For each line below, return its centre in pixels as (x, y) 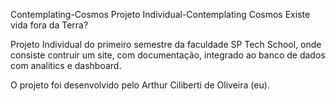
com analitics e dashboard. (66, 65)
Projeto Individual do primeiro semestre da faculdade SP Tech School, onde (166, 44)
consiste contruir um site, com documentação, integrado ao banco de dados (168, 55)
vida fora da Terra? (49, 25)
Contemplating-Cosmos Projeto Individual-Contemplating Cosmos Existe (160, 14)
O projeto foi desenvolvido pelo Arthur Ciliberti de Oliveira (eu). (140, 85)
